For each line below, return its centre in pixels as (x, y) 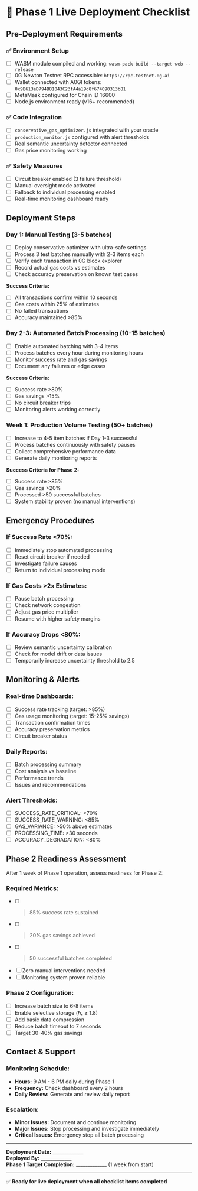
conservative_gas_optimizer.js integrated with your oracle (86, 130)
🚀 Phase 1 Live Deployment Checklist (98, 12)
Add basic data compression (49, 1020)
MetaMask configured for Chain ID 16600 (65, 95)
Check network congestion (47, 605)
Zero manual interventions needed (64, 971)
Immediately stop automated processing (64, 550)
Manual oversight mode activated (55, 186)
